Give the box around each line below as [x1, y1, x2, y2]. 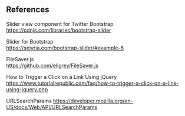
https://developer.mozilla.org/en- [52, 97, 134, 104]
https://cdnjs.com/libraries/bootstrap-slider [6, 26, 111, 34]
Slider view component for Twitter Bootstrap [6, 20, 114, 27]
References [6, 5, 49, 15]
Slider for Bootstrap [6, 38, 54, 45]
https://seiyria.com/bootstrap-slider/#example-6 [6, 44, 124, 51]
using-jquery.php [6, 85, 48, 93]
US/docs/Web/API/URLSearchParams [6, 103, 98, 111]
